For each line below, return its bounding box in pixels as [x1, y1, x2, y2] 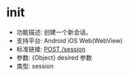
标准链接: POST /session [16, 45, 86, 53]
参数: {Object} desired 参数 [16, 53, 93, 62]
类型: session [16, 62, 54, 70]
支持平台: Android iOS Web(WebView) [16, 36, 124, 45]
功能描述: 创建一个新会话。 [16, 28, 92, 36]
